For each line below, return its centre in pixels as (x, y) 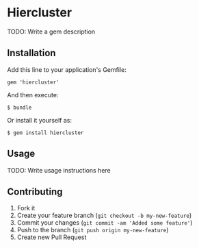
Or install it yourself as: (39, 120)
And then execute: (33, 95)
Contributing (35, 191)
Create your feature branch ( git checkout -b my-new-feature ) (104, 215)
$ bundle (19, 108)
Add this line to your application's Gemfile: (67, 69)
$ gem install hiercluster (45, 133)
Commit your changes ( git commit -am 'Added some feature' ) (105, 223)
